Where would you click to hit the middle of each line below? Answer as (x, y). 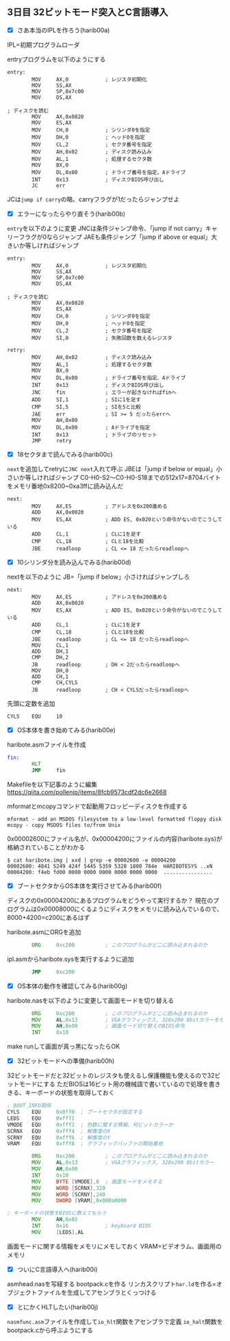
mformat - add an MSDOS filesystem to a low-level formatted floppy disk (115, 819)
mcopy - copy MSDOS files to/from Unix (64, 825)
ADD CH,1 (50, 677)
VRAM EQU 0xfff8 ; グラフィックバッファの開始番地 (85, 1144)
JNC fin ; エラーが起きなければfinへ (104, 392)
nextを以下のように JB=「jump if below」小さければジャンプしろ (99, 577)
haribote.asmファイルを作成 (47, 744)
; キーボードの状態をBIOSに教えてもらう (57, 1213)
